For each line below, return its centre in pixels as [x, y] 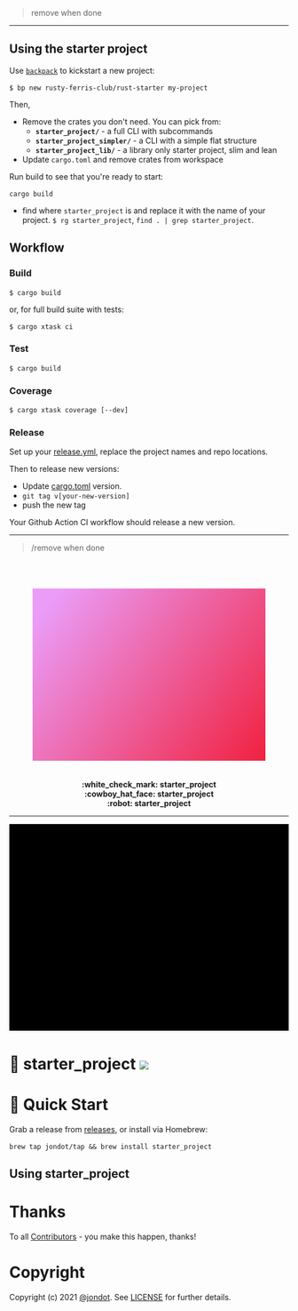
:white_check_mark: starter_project [149, 785]
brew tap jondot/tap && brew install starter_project [111, 1147]
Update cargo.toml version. [72, 486]
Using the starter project [78, 49]
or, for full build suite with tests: [67, 309]
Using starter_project [70, 1174]
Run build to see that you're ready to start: [86, 176]
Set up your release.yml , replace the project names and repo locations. [139, 452]
